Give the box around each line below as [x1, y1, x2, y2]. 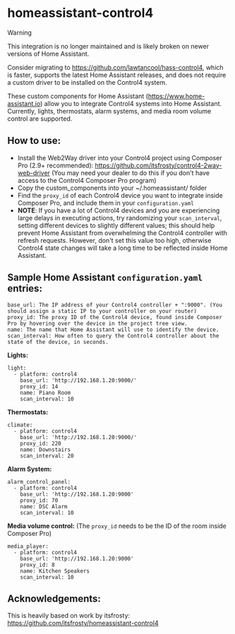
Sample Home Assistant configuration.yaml [7, 272, 203, 284]
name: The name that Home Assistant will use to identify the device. [7, 326, 219, 333]
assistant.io [7, 99, 41, 107]
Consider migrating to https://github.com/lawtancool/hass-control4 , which [7, 63, 224, 71]
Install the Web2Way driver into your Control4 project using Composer [17, 153, 222, 162]
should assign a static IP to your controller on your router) [7, 307, 198, 315]
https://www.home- [147, 92, 205, 100]
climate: [7, 421, 33, 429]
